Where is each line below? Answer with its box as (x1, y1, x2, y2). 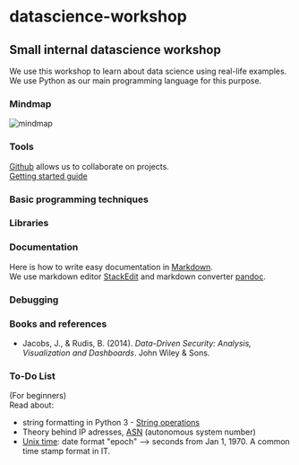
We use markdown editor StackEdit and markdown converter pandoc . (9, 271, 266, 282)
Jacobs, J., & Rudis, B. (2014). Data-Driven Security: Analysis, (21, 338, 252, 348)
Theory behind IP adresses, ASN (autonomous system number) (21, 426, 257, 437)
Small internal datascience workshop (9, 42, 221, 57)
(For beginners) (9, 390, 67, 401)
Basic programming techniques (9, 193, 149, 206)
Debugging (9, 294, 59, 306)
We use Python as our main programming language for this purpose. (9, 75, 262, 86)
